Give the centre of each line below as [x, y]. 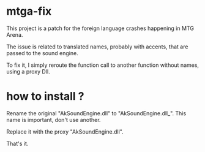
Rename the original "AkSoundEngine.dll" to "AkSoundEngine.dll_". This [96, 113]
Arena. [15, 34]
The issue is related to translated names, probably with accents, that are [97, 47]
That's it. [17, 143]
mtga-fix [29, 11]
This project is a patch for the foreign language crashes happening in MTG [100, 28]
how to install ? [45, 97]
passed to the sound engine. [42, 53]
